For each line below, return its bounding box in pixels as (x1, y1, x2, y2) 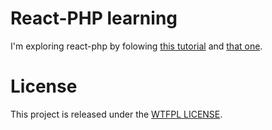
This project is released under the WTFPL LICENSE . (10, 108, 223, 120)
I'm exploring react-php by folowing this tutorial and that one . (10, 40, 263, 52)
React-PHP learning (10, 7, 178, 30)
